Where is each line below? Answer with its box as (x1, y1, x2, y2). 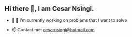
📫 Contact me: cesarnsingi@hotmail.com (11, 27, 95, 32)
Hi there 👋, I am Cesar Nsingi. (4, 5, 94, 13)
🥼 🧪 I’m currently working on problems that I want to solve (11, 17, 127, 23)
